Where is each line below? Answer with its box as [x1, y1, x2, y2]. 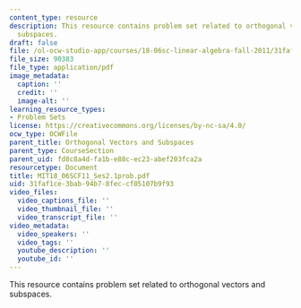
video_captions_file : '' [17, 196, 110, 206]
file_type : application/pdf [9, 64, 115, 73]
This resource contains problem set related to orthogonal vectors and [9, 279, 266, 289]
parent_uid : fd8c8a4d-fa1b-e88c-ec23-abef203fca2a [9, 154, 202, 164]
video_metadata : [9, 221, 70, 230]
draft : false [9, 38, 58, 47]
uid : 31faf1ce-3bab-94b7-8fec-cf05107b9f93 [9, 180, 175, 189]
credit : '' [17, 88, 58, 97]
